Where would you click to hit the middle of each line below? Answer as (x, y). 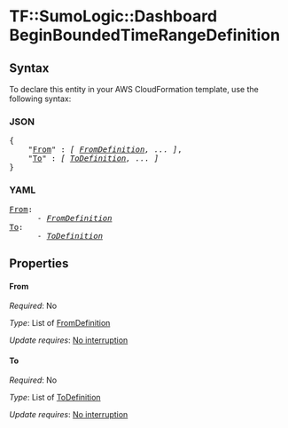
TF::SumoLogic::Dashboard (113, 16)
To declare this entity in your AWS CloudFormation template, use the (134, 89)
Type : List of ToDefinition (55, 398)
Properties (39, 263)
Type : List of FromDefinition (60, 323)
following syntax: (40, 99)
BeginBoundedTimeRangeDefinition (145, 35)
